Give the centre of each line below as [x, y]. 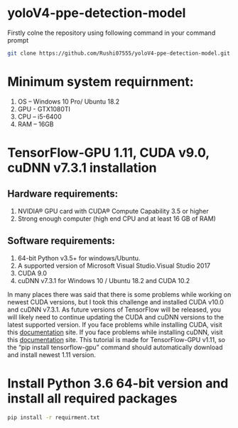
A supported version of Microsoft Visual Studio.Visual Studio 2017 [114, 265]
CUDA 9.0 [32, 273]
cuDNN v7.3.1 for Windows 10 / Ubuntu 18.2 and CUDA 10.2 [104, 280]
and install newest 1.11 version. [52, 355]
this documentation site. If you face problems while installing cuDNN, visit [115, 332]
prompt [18, 40]
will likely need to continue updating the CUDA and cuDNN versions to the [115, 317]
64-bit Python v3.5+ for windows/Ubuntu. [79, 258]
